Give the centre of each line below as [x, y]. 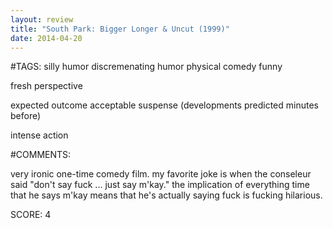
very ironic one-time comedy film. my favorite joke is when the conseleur [161, 174]
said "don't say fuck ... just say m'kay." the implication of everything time [160, 185]
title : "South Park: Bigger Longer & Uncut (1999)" [120, 29]
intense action [39, 135]
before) [26, 116]
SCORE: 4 [31, 215]
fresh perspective [46, 86]
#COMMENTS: [41, 155]
